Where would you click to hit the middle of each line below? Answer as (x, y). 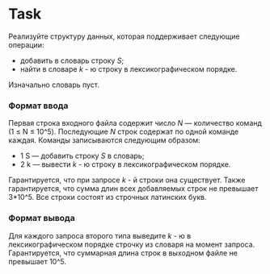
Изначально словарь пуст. (54, 85)
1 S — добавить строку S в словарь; (82, 156)
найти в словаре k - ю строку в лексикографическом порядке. (129, 68)
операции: (26, 44)
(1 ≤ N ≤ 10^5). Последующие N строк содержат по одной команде (124, 132)
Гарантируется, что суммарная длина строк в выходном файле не (123, 253)
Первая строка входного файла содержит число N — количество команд (135, 123)
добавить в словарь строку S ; (72, 60)
